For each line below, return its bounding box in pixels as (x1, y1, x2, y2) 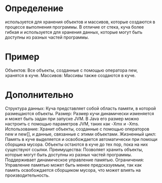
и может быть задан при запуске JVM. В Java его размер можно (5, 116, 139, 122)
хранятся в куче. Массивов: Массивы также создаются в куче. (5, 72, 136, 78)
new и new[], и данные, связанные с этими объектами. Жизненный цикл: (5, 131, 156, 137)
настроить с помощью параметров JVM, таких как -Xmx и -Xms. (5, 121, 139, 126)
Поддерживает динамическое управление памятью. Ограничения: (5, 157, 144, 163)
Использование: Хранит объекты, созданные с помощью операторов (5, 126, 149, 132)
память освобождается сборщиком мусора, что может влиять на (5, 167, 141, 173)
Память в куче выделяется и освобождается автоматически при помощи (5, 136, 158, 142)
